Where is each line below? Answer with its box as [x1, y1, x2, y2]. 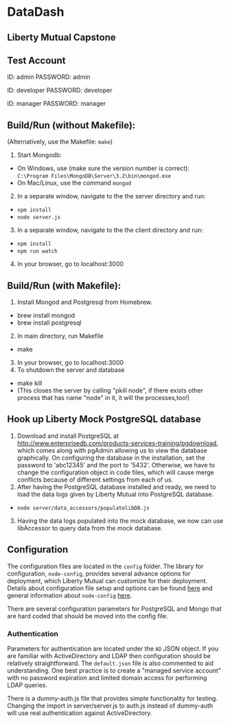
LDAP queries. [7, 681, 48, 689]
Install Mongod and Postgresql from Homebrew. [16, 298, 153, 306]
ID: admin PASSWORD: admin [7, 73, 91, 81]
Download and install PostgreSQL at [16, 432, 119, 440]
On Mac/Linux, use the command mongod [16, 179, 132, 187]
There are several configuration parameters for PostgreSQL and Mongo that [7, 605, 222, 613]
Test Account [7, 54, 66, 66]
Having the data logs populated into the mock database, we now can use [16, 516, 224, 525]
